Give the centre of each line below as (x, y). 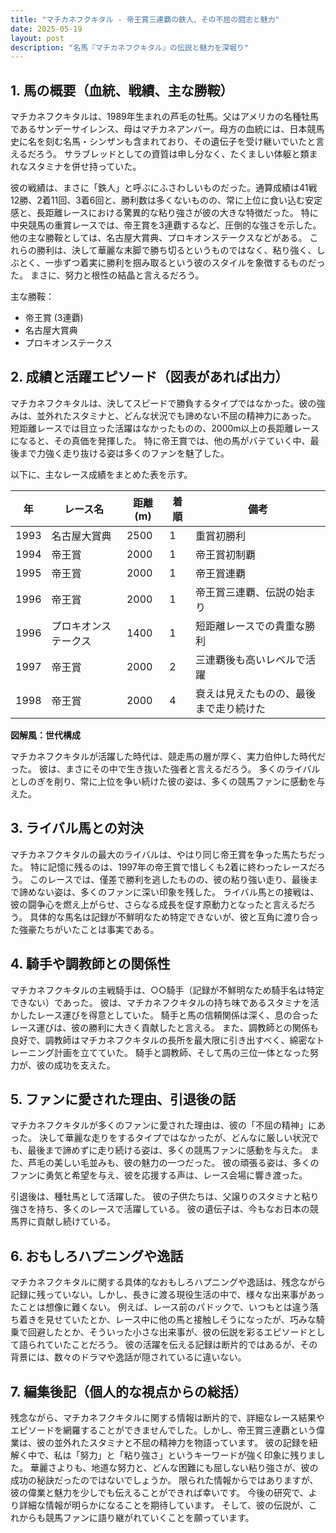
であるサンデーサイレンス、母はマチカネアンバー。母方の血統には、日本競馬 (167, 129)
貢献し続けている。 (76, 1222)
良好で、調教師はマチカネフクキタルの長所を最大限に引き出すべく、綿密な (163, 1040)
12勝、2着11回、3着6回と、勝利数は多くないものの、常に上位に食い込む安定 (166, 200)
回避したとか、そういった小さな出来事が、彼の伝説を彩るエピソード (167, 1332)
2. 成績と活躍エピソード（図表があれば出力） (149, 377)
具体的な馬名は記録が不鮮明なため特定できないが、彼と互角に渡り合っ (174, 917)
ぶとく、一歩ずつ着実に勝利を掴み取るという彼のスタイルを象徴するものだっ (168, 263)
